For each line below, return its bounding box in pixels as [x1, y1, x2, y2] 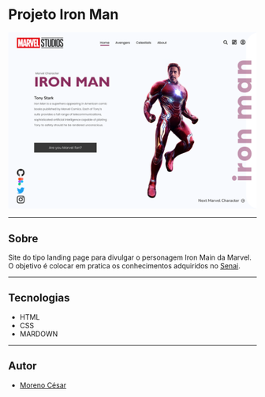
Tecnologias [8, 291, 70, 305]
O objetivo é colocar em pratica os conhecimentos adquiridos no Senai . [8, 261, 241, 271]
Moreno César [19, 380, 67, 390]
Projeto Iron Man [8, 6, 119, 24]
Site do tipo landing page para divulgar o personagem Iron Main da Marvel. [8, 253, 252, 262]
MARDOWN [19, 329, 58, 339]
